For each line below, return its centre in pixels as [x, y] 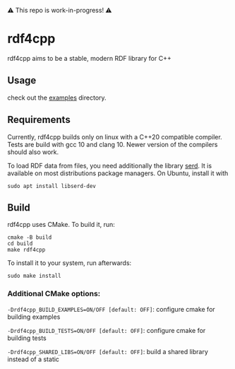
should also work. [33, 152]
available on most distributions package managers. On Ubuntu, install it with [118, 173]
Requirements [39, 120]
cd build [20, 244]
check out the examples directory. [57, 98]
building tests [27, 338]
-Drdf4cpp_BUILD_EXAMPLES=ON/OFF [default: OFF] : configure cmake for [111, 309]
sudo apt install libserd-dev [52, 186]
